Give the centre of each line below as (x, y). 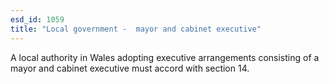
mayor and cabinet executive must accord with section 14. (130, 68)
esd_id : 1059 (37, 19)
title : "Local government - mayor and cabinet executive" (136, 29)
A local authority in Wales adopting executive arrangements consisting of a (165, 57)
